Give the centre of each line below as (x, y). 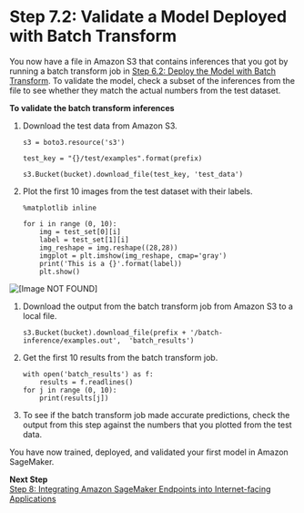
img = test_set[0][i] (80, 231)
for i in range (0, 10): (70, 224)
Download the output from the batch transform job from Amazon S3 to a (158, 306)
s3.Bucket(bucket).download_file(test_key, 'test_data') (133, 174)
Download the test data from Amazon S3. (100, 126)
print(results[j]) (74, 398)
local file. (40, 315)
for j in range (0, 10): (70, 390)
